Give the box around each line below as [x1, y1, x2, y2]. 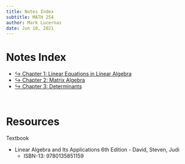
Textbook [6, 134, 29, 142]
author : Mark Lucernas [6, 20, 62, 25]
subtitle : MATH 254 [6, 14, 54, 20]
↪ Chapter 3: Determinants [14, 83, 82, 90]
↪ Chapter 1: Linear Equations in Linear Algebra [14, 70, 132, 78]
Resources [6, 115, 60, 128]
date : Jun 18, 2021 [6, 25, 54, 31]
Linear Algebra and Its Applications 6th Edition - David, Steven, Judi [14, 146, 180, 153]
